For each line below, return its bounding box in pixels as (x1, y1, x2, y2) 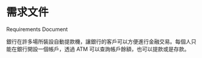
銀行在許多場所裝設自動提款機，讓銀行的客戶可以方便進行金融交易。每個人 (6, 38, 191, 45)
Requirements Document (6, 25, 68, 33)
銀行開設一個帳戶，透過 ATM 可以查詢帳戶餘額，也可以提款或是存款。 (16, 45, 190, 53)
